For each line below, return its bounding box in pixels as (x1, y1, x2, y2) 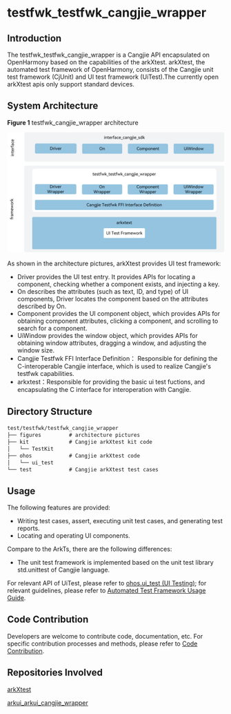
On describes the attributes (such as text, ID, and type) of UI (17, 288, 189, 296)
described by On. (17, 302, 67, 310)
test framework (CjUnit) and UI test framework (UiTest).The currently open (7, 73, 219, 81)
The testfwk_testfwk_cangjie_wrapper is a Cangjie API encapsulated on (7, 50, 210, 59)
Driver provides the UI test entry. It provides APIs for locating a (17, 273, 196, 281)
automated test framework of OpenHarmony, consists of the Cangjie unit (7, 66, 214, 73)
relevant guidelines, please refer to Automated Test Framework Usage (7, 586, 206, 595)
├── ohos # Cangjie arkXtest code (7, 453, 140, 460)
